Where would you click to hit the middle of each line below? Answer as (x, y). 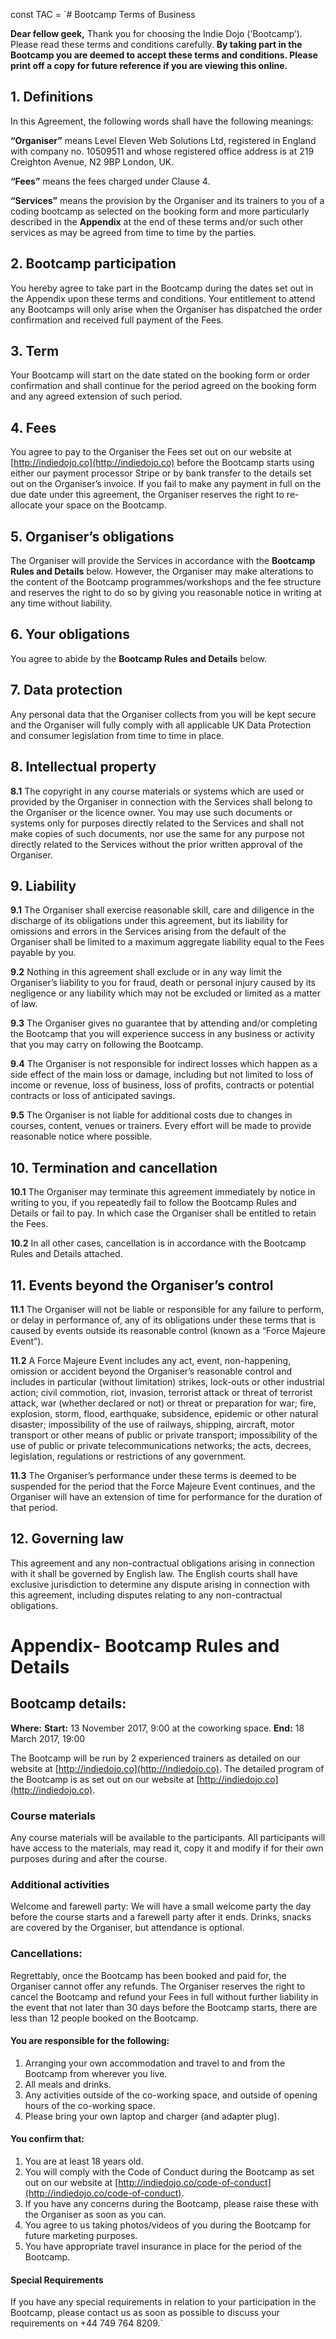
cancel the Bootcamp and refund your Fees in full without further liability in (164, 1996)
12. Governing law (67, 1539)
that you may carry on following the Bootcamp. (107, 1045)
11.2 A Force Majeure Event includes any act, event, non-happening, (151, 1360)
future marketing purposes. (81, 2236)
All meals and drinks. (68, 2084)
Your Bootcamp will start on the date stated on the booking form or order (160, 375)
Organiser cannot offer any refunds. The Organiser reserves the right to (158, 1986)
